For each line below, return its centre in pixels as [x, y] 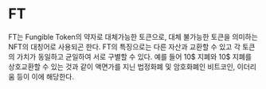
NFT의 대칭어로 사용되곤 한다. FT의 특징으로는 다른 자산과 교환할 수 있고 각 [125, 46]
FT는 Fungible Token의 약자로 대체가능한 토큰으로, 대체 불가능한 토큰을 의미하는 [133, 37]
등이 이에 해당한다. [45, 76]
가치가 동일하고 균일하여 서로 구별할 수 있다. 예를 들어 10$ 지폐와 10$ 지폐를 [134, 56]
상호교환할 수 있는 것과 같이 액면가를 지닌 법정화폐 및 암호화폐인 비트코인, [122, 66]
